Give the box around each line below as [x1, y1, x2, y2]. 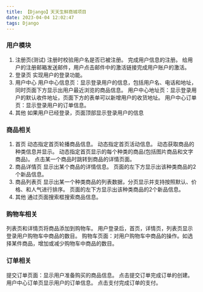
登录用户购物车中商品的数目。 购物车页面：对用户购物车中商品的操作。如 [6, 232, 188, 239]
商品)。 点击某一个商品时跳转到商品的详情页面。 [14, 155, 135, 163]
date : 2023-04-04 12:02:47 [6, 15, 74, 21]
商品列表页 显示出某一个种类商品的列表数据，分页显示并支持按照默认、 [14, 178, 192, 185]
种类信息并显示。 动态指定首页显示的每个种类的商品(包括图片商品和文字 [14, 148, 193, 155]
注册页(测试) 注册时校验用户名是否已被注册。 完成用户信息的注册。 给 [14, 56, 188, 63]
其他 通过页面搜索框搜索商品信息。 [14, 193, 101, 200]
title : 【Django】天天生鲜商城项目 [6, 8, 86, 15]
